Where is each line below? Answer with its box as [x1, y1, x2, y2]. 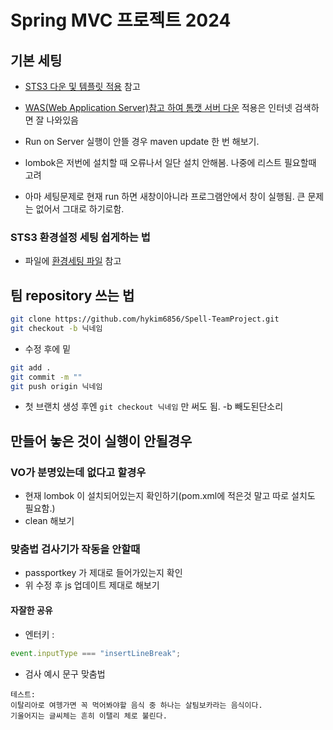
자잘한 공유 [10, 604, 53, 616]
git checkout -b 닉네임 [10, 323, 103, 333]
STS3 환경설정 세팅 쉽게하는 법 [10, 230, 151, 244]
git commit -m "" [10, 372, 83, 382]
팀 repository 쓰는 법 [10, 287, 135, 304]
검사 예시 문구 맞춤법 [24, 667, 106, 680]
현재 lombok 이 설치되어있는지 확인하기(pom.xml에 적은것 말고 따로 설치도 [24, 490, 316, 502]
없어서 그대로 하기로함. [35, 203, 125, 215]
